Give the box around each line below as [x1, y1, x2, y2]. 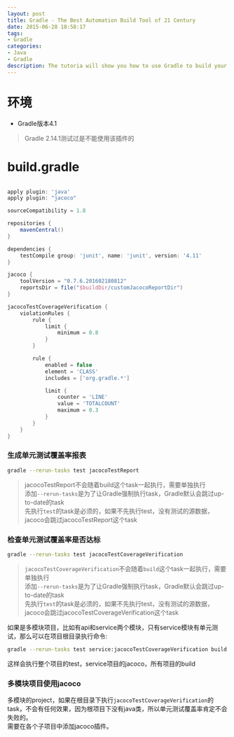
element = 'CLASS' [44, 368, 99, 375]
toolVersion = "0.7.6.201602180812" [20, 278, 128, 285]
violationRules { [20, 309, 71, 317]
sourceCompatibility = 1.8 [7, 207, 86, 214]
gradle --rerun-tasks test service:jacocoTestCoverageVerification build [7, 645, 228, 653]
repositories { [7, 220, 52, 227]
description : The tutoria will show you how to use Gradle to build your [7, 62, 228, 69]
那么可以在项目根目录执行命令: [19, 631, 108, 640]
